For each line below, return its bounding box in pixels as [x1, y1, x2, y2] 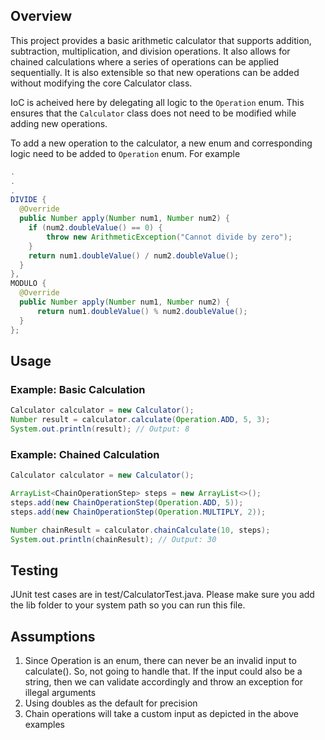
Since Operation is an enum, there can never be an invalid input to [24, 655, 297, 667]
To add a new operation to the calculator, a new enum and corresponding [10, 137, 313, 149]
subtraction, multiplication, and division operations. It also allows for [10, 45, 291, 57]
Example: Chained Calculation [10, 447, 160, 461]
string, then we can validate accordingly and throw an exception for [24, 676, 303, 688]
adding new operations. [10, 117, 108, 129]
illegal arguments [24, 687, 97, 699]
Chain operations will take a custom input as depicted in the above [24, 708, 299, 720]
